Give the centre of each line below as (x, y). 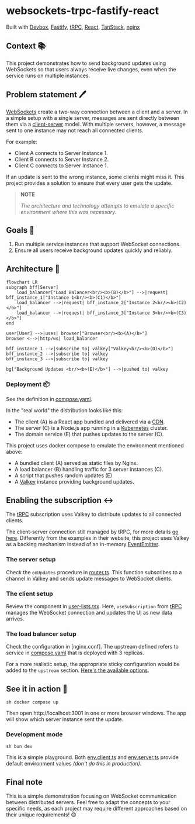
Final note (24, 782)
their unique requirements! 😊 (41, 815)
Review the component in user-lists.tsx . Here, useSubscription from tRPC (94, 606)
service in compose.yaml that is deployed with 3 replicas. (75, 653)
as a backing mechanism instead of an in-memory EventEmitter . (83, 544)
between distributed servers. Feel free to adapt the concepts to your (88, 802)
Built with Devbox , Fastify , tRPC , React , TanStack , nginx (73, 27)
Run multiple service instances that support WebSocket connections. (97, 244)
